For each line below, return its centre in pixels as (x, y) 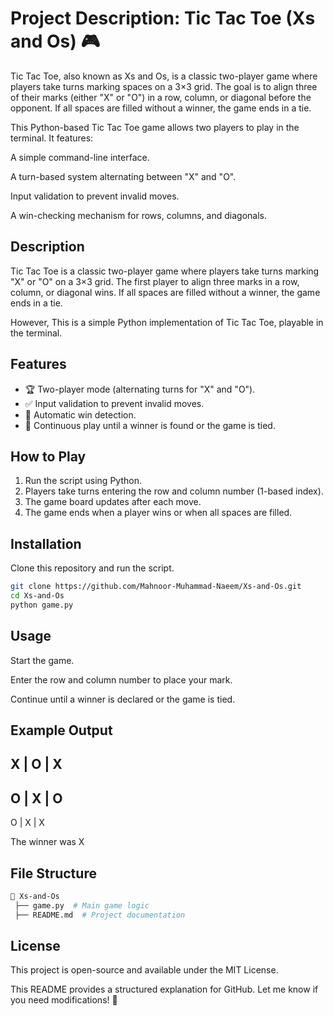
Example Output (61, 730)
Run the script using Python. (83, 481)
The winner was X (47, 842)
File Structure (53, 873)
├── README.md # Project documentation (100, 915)
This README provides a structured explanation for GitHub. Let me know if (164, 989)
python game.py (42, 605)
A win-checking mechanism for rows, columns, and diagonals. (138, 215)
